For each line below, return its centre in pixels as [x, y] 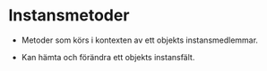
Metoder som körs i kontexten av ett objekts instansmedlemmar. [140, 40]
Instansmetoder [69, 16]
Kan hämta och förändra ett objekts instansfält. [108, 57]
